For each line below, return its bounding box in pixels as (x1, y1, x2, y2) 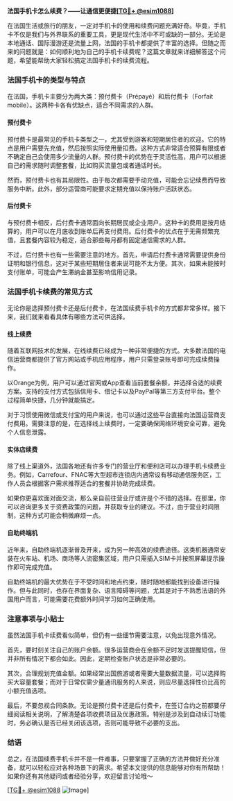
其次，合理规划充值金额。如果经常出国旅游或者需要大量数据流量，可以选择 (7, 669, 220, 677)
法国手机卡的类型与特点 (7, 75, 85, 85)
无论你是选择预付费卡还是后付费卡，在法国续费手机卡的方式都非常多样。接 (7, 304, 220, 312)
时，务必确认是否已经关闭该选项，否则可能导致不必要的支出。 (7, 718, 184, 727)
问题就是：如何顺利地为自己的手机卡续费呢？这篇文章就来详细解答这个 (19, 48, 220, 56)
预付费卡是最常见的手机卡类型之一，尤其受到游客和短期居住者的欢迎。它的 (7, 135, 220, 143)
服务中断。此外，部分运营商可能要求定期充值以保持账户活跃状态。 (7, 184, 196, 193)
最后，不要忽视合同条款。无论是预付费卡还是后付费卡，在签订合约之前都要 (7, 701, 220, 709)
